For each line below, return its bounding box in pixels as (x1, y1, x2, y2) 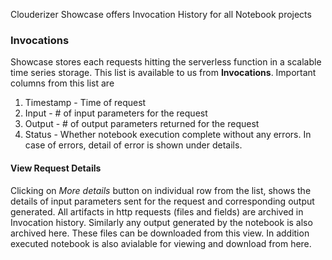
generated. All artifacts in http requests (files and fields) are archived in (10, 205, 304, 218)
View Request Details (10, 162, 102, 174)
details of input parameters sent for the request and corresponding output (10, 195, 315, 207)
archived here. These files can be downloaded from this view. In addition (10, 227, 310, 239)
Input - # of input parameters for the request (24, 107, 208, 119)
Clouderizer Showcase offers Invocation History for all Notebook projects (10, 9, 312, 20)
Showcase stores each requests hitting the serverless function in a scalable (10, 56, 322, 68)
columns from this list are (10, 77, 115, 89)
